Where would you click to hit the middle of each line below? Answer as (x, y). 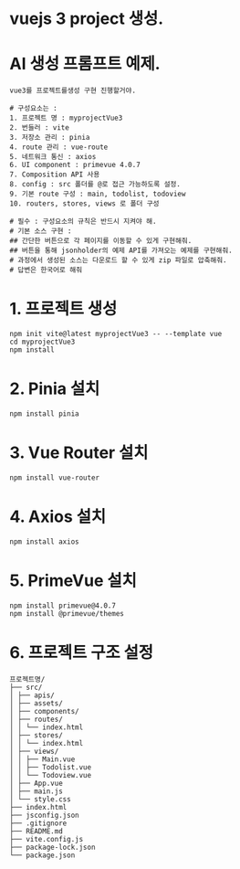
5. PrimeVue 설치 (73, 581)
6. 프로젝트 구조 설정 (81, 652)
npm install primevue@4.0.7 (63, 605)
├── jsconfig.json (44, 815)
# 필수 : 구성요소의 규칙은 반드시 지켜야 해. (83, 222)
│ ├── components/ (44, 711)
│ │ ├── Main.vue (42, 759)
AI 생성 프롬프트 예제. (85, 64)
